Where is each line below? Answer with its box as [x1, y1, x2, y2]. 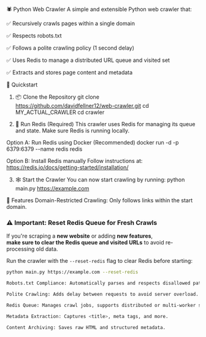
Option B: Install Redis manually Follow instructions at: [6, 157, 143, 164]
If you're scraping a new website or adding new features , [6, 232, 153, 240]
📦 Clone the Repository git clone [15, 93, 100, 100]
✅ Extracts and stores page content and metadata [6, 69, 133, 76]
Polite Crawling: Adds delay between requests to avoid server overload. [6, 291, 199, 298]
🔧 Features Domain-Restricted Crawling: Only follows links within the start [6, 197, 193, 204]
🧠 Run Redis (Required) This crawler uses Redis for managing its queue [15, 121, 196, 127]
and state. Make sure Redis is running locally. [15, 127, 130, 134]
